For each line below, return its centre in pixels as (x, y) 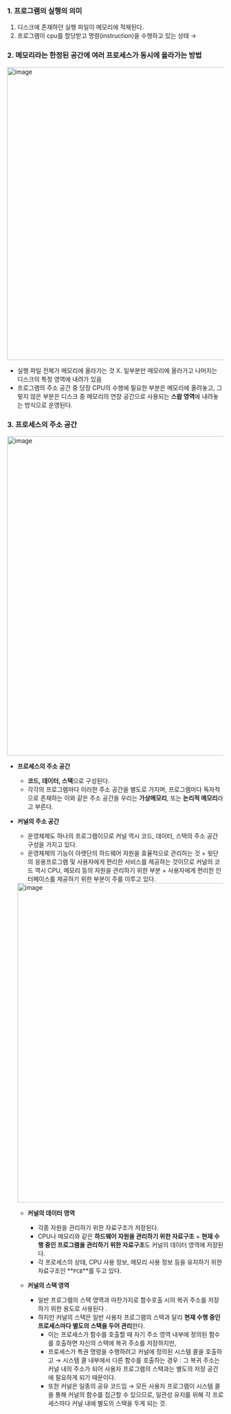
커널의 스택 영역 (48, 1285)
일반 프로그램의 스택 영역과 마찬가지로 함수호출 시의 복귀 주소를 (122, 1300)
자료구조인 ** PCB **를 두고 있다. (79, 1270)
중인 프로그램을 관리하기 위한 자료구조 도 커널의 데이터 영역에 (125, 1245)
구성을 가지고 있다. (52, 844)
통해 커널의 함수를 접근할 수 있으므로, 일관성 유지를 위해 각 (133, 1394)
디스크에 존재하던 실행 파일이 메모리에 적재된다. (80, 27)
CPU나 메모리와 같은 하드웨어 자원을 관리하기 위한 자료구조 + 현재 (125, 1236)
